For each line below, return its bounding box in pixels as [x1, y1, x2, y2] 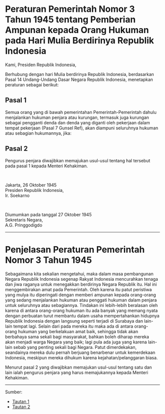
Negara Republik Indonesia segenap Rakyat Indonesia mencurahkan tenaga [5, 276, 158, 282]
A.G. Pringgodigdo [5, 222, 43, 228]
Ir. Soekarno [5, 192, 30, 198]
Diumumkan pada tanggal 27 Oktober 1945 [5, 211, 92, 218]
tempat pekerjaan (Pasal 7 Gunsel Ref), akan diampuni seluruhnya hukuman [5, 125, 159, 131]
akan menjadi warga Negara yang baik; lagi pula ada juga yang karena [5, 339, 147, 345]
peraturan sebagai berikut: [5, 81, 59, 87]
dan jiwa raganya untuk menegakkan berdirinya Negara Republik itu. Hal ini [5, 281, 157, 287]
